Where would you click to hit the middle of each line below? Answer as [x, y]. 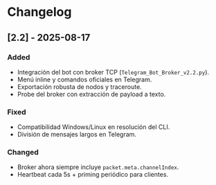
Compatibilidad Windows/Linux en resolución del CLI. [93, 127]
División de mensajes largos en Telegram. [77, 135]
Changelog [39, 12]
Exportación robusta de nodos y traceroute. [79, 86]
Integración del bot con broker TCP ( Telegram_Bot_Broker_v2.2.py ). [113, 72]
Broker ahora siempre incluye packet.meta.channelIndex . [98, 167]
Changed [23, 153]
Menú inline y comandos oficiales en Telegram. [84, 79]
